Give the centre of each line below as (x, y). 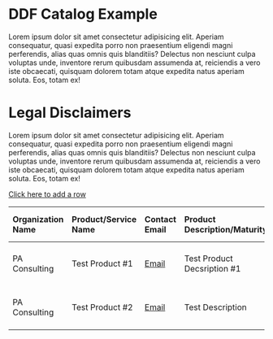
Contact (161, 219)
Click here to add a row (48, 194)
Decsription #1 (212, 268)
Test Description (216, 307)
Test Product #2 (102, 307)
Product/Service (104, 219)
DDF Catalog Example (83, 14)
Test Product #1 (102, 263)
